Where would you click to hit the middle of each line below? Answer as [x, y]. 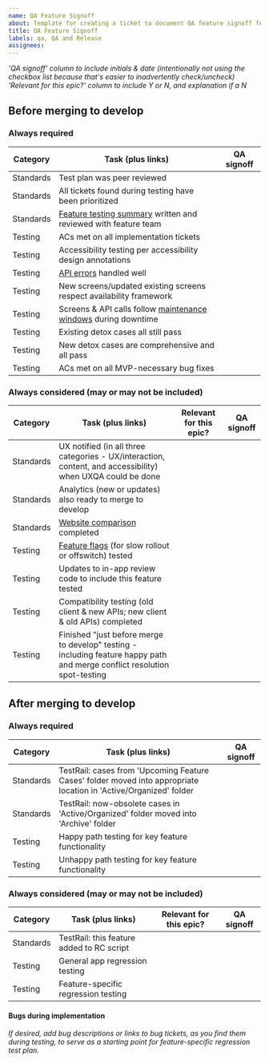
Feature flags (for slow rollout [114, 546]
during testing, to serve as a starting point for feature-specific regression [129, 1042]
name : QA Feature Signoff [51, 16]
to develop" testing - [98, 645]
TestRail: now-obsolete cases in [119, 803]
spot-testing [82, 675]
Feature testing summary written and [128, 213]
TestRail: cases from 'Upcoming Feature [134, 770]
